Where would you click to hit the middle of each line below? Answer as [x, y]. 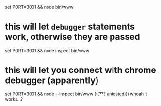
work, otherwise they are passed [72, 37]
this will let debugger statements [70, 27]
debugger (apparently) [52, 80]
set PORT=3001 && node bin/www [39, 7]
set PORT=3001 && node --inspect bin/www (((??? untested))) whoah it [76, 94]
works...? [14, 99]
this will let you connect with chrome [80, 70]
